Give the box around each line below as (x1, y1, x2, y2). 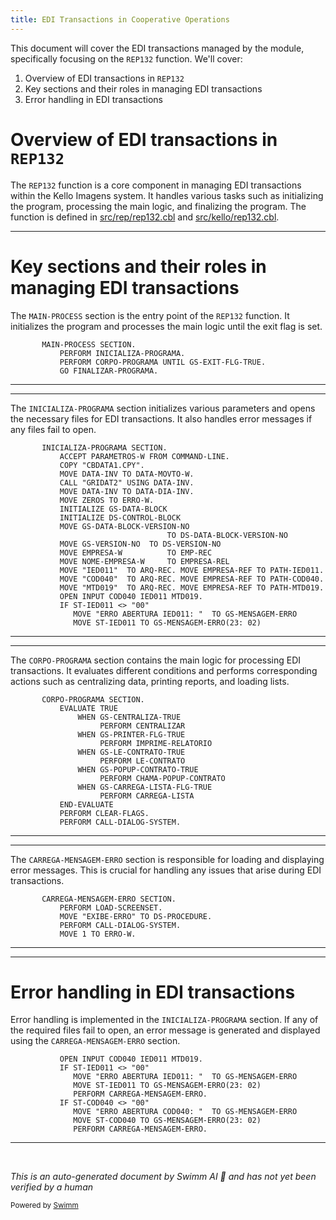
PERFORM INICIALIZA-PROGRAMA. (59, 348, 186, 358)
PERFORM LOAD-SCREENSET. (59, 902, 163, 913)
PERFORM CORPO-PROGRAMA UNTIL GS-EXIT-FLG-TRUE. (59, 357, 267, 367)
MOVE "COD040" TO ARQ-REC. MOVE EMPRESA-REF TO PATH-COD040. (59, 574, 325, 584)
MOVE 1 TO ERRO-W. (59, 929, 137, 939)
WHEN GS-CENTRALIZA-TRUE (77, 712, 182, 722)
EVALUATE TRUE (59, 703, 118, 713)
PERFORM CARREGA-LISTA (99, 791, 195, 801)
